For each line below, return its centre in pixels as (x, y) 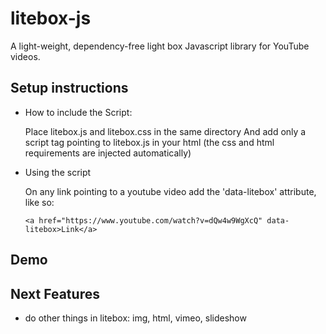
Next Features (55, 293)
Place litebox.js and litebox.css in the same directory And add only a (165, 131)
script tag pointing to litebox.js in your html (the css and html (149, 142)
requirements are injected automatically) (108, 153)
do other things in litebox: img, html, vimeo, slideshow (135, 318)
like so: (39, 202)
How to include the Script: (78, 112)
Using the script (58, 172)
